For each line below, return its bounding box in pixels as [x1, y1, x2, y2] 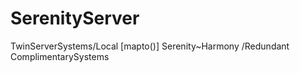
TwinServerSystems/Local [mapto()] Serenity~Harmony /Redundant [10, 40, 290, 52]
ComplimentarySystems [10, 50, 110, 62]
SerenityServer [10, 7, 140, 30]
